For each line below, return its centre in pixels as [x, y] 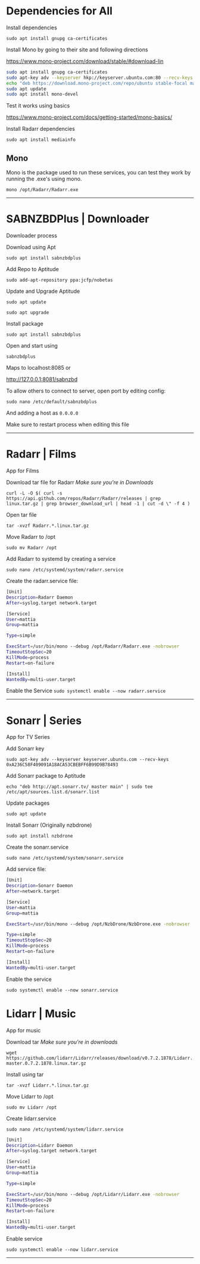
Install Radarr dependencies [41, 129]
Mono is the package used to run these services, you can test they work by [99, 173]
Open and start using [32, 346]
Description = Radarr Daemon [40, 597]
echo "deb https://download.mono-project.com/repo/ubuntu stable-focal [97, 83]
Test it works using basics [38, 106]
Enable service [24, 1239]
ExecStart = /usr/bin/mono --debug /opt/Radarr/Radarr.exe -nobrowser [93, 646]
